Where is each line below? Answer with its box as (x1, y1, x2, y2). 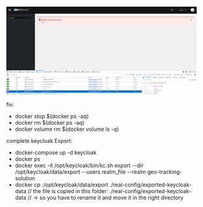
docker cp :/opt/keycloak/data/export (14, 181, 109, 188)
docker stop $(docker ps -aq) (14, 113, 89, 120)
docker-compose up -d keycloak (14, 149, 97, 156)
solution (14, 174, 35, 182)
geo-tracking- (147, 168, 182, 176)
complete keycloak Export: (6, 137, 72, 144)
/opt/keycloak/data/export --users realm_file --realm (14, 168, 146, 176)
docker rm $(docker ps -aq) (14, 119, 85, 126)
